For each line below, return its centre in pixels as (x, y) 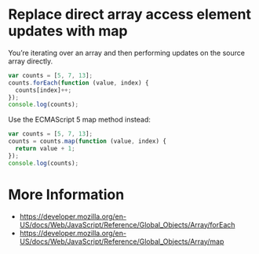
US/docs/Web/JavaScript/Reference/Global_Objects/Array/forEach (127, 224)
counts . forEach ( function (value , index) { (78, 83)
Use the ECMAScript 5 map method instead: (80, 120)
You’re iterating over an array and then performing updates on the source (127, 53)
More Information (66, 194)
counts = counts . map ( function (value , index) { (88, 142)
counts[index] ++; (44, 90)
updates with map (68, 31)
